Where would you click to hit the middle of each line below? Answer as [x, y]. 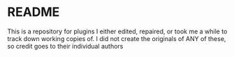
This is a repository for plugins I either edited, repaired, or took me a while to [117, 31]
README [34, 12]
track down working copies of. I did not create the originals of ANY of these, [117, 38]
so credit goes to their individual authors [65, 46]
